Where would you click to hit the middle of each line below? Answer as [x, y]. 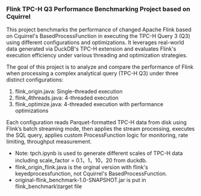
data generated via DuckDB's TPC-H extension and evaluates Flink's [91, 49]
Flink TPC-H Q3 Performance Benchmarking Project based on [98, 9]
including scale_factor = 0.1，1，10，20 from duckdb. [81, 160]
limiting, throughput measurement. [49, 142]
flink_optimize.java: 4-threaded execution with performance [89, 104]
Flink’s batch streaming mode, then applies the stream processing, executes [100, 129]
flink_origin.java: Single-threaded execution [69, 92]
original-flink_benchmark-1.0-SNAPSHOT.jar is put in [80, 180]
